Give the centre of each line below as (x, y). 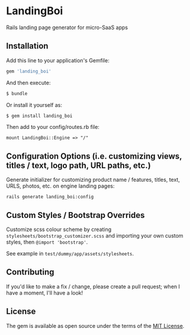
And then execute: (28, 83)
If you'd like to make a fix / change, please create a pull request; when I (93, 286)
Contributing (30, 272)
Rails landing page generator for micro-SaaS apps (67, 27)
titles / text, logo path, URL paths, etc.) (78, 165)
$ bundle (17, 93)
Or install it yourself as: (34, 105)
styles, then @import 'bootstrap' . (47, 242)
